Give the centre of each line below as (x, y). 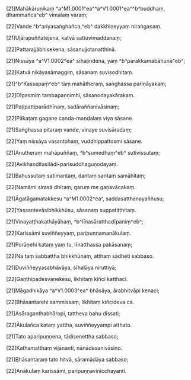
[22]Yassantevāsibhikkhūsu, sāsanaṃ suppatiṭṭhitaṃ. (71, 210)
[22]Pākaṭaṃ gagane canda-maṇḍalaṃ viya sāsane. (70, 118)
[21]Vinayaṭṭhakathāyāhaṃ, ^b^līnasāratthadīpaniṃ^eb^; (75, 221)
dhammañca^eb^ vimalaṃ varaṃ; (47, 15)
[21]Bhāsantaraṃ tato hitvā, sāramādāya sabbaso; (67, 359)
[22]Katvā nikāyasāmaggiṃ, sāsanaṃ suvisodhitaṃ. (70, 72)
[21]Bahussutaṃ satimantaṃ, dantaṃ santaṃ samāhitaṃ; (76, 175)
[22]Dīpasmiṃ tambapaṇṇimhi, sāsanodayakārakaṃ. (71, 95)
